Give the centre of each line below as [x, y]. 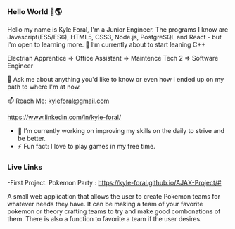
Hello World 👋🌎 [34, 11]
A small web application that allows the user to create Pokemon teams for [114, 196]
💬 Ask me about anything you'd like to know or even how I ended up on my [116, 80]
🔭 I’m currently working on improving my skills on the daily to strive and [121, 131]
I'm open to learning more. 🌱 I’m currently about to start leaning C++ [107, 44]
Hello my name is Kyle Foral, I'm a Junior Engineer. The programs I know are [118, 30]
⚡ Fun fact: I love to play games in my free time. [87, 147]
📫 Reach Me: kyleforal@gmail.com [58, 101]
